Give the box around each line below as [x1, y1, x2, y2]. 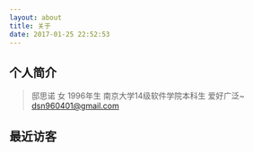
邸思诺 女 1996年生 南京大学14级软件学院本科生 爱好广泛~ [31, 90, 245, 101]
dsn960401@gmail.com [31, 100, 119, 112]
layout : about [9, 13, 63, 22]
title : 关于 [9, 21, 51, 30]
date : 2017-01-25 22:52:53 [9, 30, 110, 38]
